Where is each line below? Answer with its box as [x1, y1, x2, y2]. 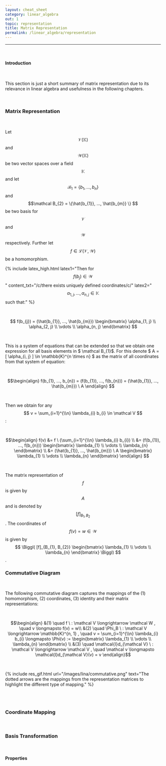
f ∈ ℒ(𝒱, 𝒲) [70, 248, 96, 254]
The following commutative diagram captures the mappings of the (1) [5, 590, 146, 596]
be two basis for [5, 208, 39, 214]
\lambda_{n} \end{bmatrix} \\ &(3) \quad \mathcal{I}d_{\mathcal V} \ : [12, 641, 154, 647]
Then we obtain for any [5, 402, 53, 408]
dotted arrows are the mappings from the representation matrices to [5, 676, 144, 682]
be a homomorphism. [5, 256, 48, 262]
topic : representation [5, 21, 52, 26]
